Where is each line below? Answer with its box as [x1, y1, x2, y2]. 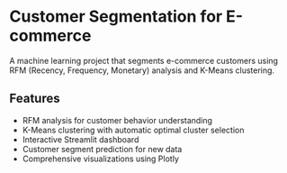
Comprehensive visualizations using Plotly [22, 153, 180, 164]
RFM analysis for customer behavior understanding [22, 114, 213, 125]
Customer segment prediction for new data [22, 143, 183, 154]
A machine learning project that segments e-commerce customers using [9, 55, 279, 66]
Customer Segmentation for [9, 6, 223, 27]
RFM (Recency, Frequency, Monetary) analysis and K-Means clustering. [9, 65, 275, 76]
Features [9, 91, 60, 106]
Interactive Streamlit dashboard [22, 133, 139, 145]
